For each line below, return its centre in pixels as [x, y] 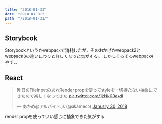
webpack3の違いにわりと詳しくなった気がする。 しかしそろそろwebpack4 [79, 56]
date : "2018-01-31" [25, 14]
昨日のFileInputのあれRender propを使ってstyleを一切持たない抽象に [85, 90]
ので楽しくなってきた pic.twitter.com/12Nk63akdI [74, 96]
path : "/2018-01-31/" [27, 18]
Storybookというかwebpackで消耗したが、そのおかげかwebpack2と [73, 50]
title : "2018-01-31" [26, 9]
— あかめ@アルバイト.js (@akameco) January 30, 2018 [72, 106]
